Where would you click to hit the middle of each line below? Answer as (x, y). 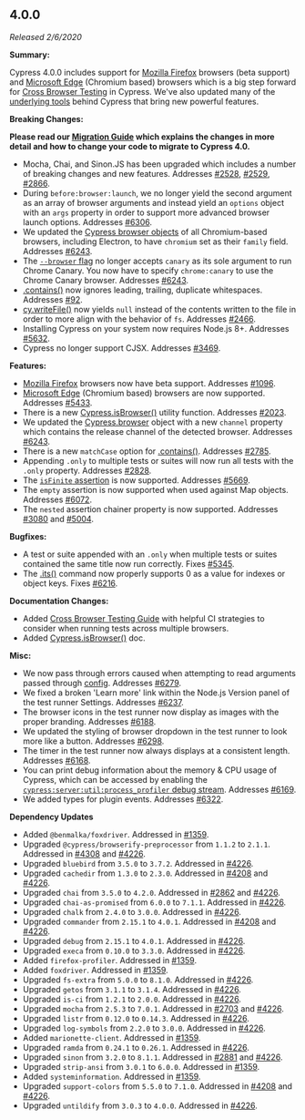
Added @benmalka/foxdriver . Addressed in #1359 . (116, 834)
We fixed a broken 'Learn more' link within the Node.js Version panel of (156, 693)
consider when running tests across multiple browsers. (126, 628)
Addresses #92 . (53, 299)
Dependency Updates (51, 817)
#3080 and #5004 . (58, 519)
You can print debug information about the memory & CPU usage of (150, 770)
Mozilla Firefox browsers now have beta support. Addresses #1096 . (149, 383)
